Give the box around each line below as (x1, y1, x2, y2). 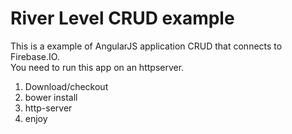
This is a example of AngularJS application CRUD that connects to (10, 40, 283, 52)
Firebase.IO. (10, 50, 60, 62)
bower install (24, 91, 78, 103)
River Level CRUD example (10, 7, 235, 30)
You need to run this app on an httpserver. (10, 61, 185, 73)
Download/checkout (24, 80, 109, 92)
